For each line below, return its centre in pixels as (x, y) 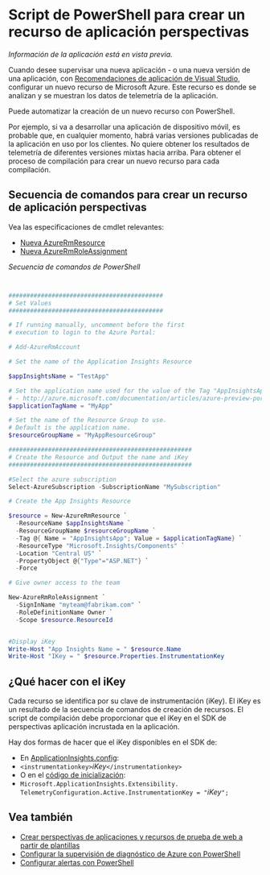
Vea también (41, 817)
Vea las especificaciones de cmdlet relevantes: (86, 226)
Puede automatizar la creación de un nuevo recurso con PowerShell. (122, 111)
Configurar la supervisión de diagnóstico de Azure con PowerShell (130, 854)
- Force (27, 568)
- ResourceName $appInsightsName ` (73, 524)
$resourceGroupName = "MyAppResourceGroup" (82, 435)
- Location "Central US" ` (59, 554)
